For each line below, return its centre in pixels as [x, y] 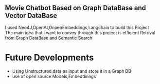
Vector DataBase [31, 16]
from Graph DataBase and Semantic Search [49, 38]
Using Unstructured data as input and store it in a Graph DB [71, 71]
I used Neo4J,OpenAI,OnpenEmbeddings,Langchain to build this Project [77, 27]
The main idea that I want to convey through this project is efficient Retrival [80, 32]
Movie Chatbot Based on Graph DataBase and [76, 8]
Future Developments [49, 58]
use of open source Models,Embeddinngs [54, 76]
